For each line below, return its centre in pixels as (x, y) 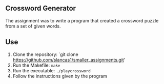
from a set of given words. (33, 26)
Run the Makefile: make (36, 65)
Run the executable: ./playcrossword (52, 70)
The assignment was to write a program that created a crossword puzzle (82, 20)
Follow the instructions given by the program (60, 76)
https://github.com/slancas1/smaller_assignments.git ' (69, 60)
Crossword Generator (40, 8)
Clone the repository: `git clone (45, 54)
